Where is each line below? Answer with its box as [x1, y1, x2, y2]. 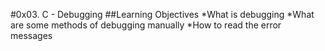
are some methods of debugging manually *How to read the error [10, 19, 282, 31]
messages [10, 30, 53, 41]
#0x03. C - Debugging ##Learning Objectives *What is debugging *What [10, 9, 315, 20]
